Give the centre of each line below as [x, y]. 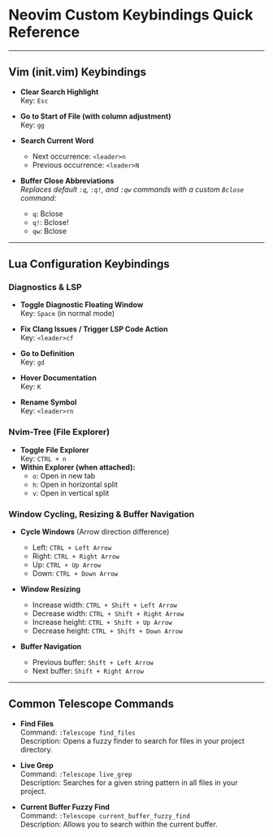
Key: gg [32, 124]
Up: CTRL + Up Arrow [67, 565]
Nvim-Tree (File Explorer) [59, 432]
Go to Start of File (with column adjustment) [95, 116]
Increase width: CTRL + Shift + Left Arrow [104, 605]
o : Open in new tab [64, 475]
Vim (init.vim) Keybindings [78, 72]
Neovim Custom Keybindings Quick [131, 15]
